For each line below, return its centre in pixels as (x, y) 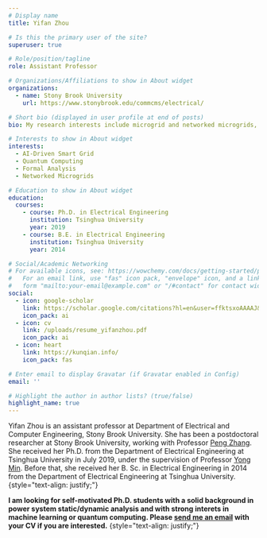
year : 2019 (47, 227)
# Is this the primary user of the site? (78, 37)
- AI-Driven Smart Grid (54, 154)
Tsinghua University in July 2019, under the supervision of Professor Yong (130, 460)
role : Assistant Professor (53, 67)
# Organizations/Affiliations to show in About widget (101, 81)
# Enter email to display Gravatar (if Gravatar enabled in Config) (124, 374)
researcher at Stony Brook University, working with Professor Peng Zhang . (130, 443)
